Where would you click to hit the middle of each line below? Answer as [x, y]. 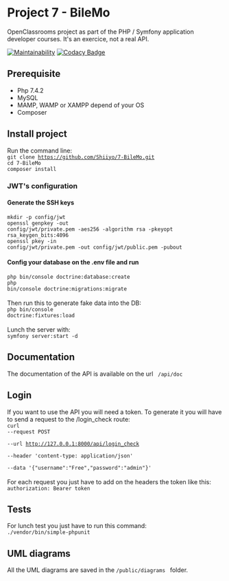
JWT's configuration [42, 186]
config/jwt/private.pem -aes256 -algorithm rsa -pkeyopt [90, 229]
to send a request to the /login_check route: [69, 419]
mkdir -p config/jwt [37, 217]
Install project [37, 134]
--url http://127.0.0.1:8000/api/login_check [73, 444]
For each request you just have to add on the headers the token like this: [109, 481]
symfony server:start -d [43, 336]
